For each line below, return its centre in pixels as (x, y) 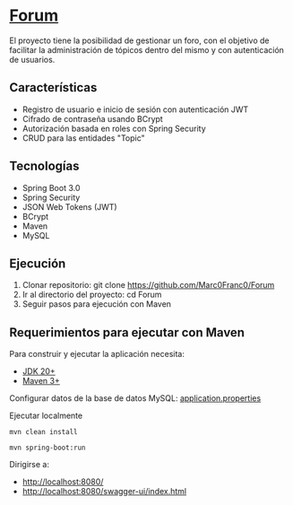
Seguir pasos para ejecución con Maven (97, 304)
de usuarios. (32, 59)
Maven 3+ (41, 381)
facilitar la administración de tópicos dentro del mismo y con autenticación (147, 49)
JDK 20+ (39, 371)
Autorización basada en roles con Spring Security (114, 128)
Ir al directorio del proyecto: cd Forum (92, 295)
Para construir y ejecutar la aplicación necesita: (97, 354)
